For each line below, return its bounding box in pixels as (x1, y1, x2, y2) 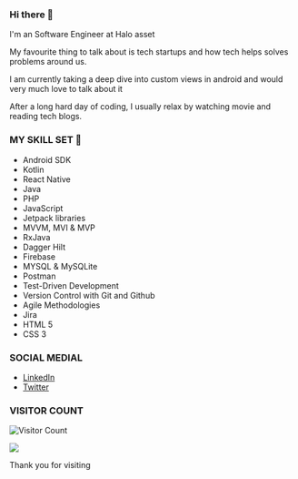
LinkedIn (22, 372, 55, 382)
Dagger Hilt (22, 241, 66, 252)
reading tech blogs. (9, 111, 83, 122)
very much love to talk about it (9, 84, 123, 95)
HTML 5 (22, 319, 54, 330)
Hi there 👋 (9, 8, 55, 21)
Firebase (22, 250, 56, 262)
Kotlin (22, 164, 45, 175)
